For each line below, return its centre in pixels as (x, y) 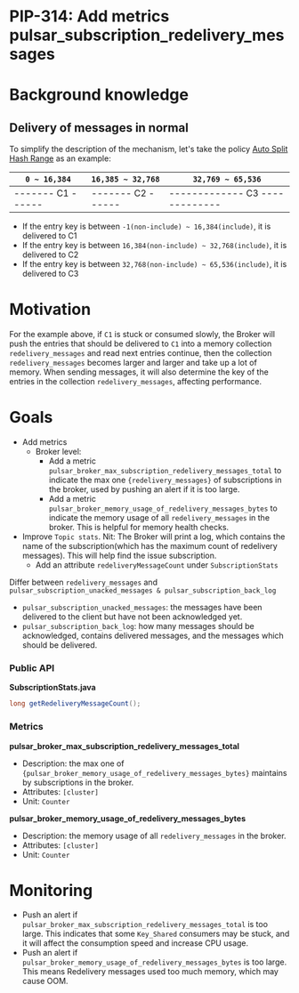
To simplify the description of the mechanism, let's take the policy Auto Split (149, 149)
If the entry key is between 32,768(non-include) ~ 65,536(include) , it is (154, 264)
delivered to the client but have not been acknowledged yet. (132, 617)
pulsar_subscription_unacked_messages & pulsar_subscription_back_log (143, 591)
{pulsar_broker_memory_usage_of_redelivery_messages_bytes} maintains (154, 772)
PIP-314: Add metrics (89, 16)
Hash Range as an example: (60, 158)
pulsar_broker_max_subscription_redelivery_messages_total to (165, 471)
